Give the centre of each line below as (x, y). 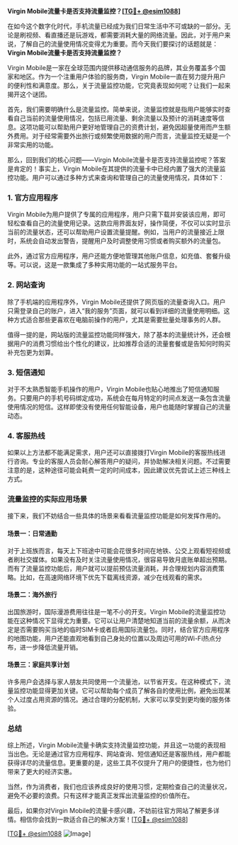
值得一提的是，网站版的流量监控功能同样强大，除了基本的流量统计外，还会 (116, 334)
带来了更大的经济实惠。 (41, 772)
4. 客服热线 (26, 436)
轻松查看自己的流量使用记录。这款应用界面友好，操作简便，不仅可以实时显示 (119, 223)
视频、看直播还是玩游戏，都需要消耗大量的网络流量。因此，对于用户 (125, 35)
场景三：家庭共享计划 (38, 664)
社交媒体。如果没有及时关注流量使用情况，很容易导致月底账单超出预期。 (125, 560)
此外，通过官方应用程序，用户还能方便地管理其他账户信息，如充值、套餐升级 (119, 256)
